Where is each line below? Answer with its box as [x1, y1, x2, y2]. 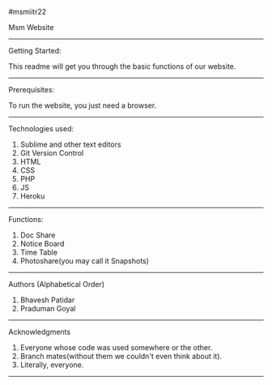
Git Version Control [19, 148, 84, 157]
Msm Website [8, 23, 54, 32]
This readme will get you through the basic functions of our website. [8, 62, 236, 71]
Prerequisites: [8, 85, 55, 94]
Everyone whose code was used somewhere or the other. [19, 343, 213, 352]
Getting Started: [8, 46, 62, 55]
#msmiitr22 [8, 7, 47, 16]
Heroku [19, 191, 45, 201]
